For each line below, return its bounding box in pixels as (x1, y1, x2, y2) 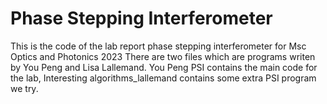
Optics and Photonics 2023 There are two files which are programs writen (10, 50, 316, 62)
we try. (10, 82, 39, 94)
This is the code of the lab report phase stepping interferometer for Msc (10, 40, 307, 52)
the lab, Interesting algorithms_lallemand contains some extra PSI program (10, 72, 317, 84)
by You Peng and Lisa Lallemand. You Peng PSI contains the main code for (10, 61, 318, 73)
